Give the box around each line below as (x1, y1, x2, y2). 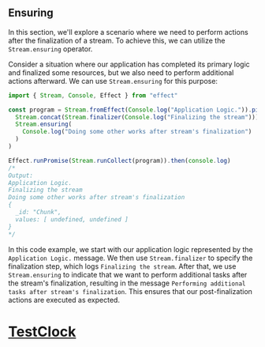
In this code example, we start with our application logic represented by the (8, 244, 254, 254)
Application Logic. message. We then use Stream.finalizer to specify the (8, 253, 253, 262)
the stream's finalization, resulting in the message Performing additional (8, 278, 246, 288)
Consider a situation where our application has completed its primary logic (8, 59, 250, 69)
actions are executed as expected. (8, 295, 121, 304)
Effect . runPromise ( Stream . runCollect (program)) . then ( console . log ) (8, 157, 231, 164)
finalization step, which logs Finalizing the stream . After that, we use (8, 261, 237, 271)
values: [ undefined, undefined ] (15, 215, 129, 224)
